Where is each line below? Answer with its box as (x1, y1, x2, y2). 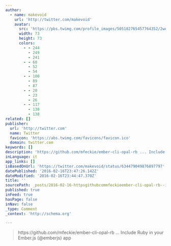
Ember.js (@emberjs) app (17, 235, 71, 241)
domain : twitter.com (10, 140, 53, 145)
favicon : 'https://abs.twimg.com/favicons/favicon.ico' (10, 135, 131, 141)
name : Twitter (10, 130, 40, 135)
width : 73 (18, 31, 40, 36)
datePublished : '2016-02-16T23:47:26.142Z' (5, 169, 99, 174)
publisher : (5, 121, 28, 126)
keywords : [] (5, 145, 33, 150)
